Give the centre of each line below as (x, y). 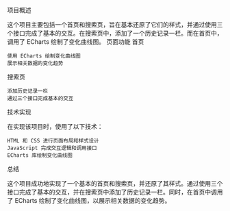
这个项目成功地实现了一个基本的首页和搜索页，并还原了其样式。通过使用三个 (115, 183)
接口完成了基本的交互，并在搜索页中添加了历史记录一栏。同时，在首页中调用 (115, 192)
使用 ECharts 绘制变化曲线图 (44, 56)
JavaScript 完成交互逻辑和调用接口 (52, 148)
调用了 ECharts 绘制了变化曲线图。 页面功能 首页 (76, 42)
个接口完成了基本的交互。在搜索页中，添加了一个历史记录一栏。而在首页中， (115, 33)
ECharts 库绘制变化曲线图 (40, 156)
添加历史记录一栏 (28, 91)
